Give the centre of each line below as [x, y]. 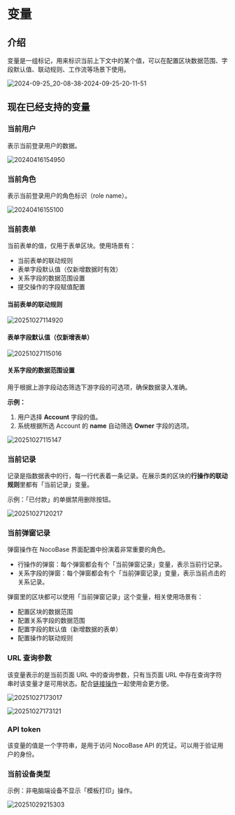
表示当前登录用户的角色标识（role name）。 [69, 195]
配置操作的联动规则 [45, 638]
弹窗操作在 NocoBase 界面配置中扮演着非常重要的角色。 [88, 550]
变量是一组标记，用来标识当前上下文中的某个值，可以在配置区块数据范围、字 [117, 61]
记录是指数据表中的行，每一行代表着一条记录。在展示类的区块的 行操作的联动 [117, 476]
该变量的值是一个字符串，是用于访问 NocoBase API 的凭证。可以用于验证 [113, 746]
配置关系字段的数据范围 [51, 621]
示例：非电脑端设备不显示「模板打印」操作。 [72, 790]
